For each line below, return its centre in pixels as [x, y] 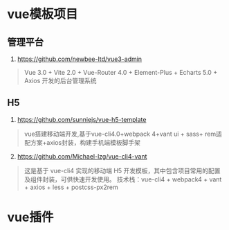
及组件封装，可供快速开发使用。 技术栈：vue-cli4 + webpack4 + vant [123, 179]
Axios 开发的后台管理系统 [60, 81]
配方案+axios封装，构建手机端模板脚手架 [82, 142]
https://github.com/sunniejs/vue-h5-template [82, 119]
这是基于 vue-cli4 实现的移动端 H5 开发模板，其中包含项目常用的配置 [122, 170]
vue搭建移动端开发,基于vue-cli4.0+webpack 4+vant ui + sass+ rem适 [123, 134]
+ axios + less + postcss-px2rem [71, 187]
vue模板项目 [43, 14]
